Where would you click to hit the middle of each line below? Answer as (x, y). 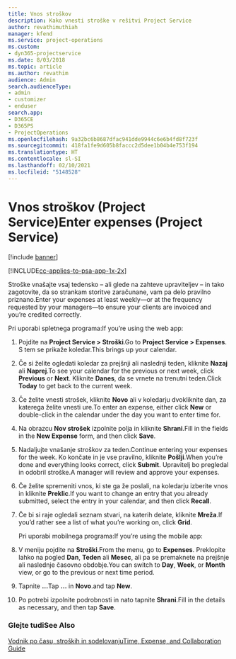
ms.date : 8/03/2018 (37, 60)
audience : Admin (32, 80)
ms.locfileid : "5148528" (45, 172)
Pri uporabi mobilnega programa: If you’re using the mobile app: (111, 536)
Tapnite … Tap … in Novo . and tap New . (75, 586)
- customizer (27, 100)
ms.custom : (24, 47)
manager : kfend (30, 34)
